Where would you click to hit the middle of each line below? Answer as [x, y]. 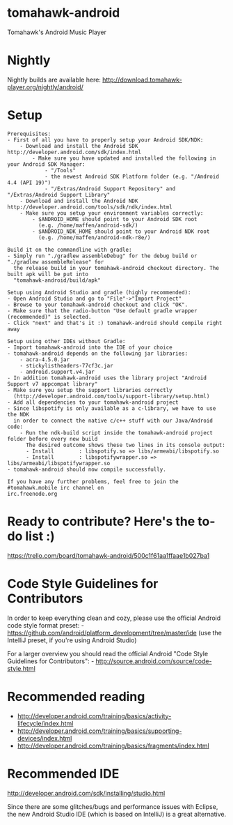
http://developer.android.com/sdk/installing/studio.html [86, 793]
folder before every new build [53, 439]
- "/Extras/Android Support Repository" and [110, 189]
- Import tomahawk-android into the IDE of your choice [90, 347]
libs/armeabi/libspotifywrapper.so [59, 463]
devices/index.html [45, 738]
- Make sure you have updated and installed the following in [124, 158]
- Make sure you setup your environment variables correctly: [112, 213]
